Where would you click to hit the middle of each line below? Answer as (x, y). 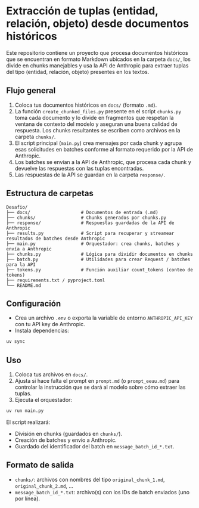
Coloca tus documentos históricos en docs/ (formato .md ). (86, 105)
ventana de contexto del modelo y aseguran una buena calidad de (96, 124)
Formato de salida (40, 465)
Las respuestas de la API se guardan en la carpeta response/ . (90, 175)
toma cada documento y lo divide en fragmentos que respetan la (94, 117)
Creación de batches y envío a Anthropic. (66, 440)
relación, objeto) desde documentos (98, 24)
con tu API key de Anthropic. (50, 324)
